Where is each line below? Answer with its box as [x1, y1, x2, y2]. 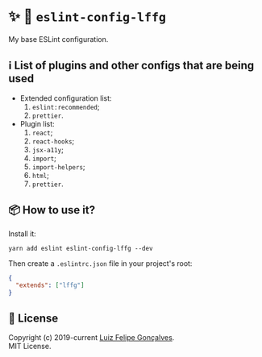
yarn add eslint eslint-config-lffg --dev [8, 244, 153, 252]
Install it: [8, 229, 36, 239]
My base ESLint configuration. [8, 34, 109, 44]
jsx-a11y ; [31, 144, 64, 154]
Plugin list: [19, 118, 55, 128]
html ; [31, 170, 50, 180]
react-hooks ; [31, 136, 75, 146]
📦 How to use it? [8, 203, 95, 217]
